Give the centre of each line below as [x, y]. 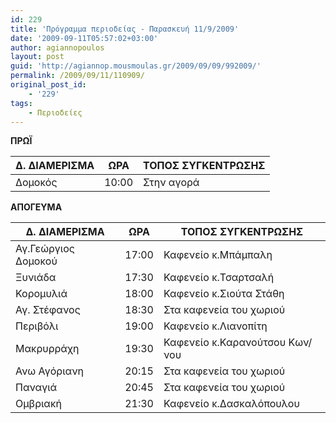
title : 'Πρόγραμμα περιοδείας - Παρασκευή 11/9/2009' [125, 29]
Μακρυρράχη [47, 349]
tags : [21, 103]
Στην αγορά [171, 183]
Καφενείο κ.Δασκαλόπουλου [231, 404]
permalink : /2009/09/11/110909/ [77, 76]
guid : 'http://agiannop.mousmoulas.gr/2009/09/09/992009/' [136, 66]
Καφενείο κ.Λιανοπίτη [215, 326]
